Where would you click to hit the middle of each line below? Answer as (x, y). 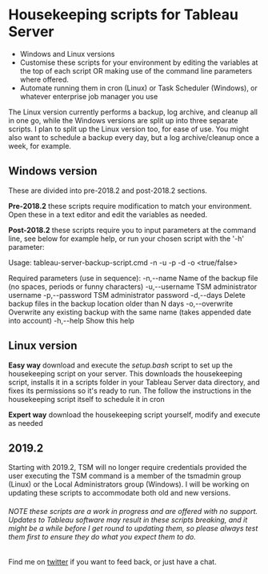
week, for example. (40, 146)
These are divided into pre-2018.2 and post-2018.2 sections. (108, 191)
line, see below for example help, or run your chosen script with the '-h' (126, 239)
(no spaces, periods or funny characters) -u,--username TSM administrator (133, 287)
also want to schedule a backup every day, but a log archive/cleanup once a (134, 137)
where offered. (44, 79)
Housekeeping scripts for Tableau (123, 15)
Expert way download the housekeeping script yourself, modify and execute (134, 415)
